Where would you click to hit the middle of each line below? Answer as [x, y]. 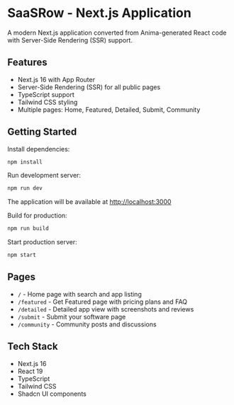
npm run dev [25, 188]
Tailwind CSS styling [48, 102]
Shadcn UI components [52, 394]
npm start [22, 255]
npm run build [28, 229]
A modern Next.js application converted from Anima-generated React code [117, 33]
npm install [25, 162]
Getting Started [42, 132]
